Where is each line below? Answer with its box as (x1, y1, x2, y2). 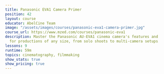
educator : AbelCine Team (5, 20, 56, 26)
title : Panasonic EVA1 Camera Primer (5, 7, 82, 12)
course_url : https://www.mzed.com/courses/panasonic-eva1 (5, 30, 125, 35)
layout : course (5, 16, 36, 21)
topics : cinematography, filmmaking (5, 52, 80, 57)
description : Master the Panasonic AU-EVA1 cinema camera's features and (5, 35, 159, 39)
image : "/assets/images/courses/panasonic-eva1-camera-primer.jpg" (5, 25, 145, 30)
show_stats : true (5, 57, 41, 62)
